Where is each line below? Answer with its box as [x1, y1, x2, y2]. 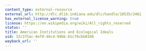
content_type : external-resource [5, 7, 73, 12]
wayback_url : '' [5, 39, 38, 44]
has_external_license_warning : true [5, 16, 79, 21]
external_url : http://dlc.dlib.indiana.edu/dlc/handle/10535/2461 [5, 12, 142, 17]
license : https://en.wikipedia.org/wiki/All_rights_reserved [5, 20, 131, 26]
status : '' [5, 25, 27, 30]
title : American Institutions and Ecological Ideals [5, 30, 114, 34]
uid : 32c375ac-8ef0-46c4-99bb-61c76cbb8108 [5, 34, 94, 39]
